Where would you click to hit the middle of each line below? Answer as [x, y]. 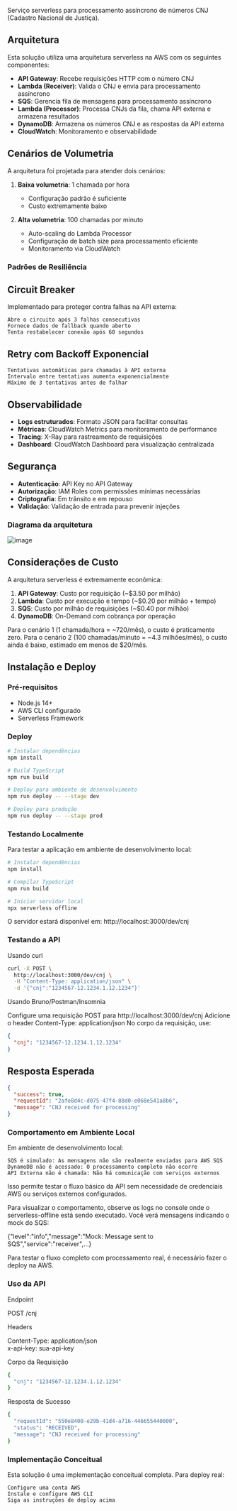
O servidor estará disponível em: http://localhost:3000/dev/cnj [98, 922]
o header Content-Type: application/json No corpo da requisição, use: [109, 1023]
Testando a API [34, 940]
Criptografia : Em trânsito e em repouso [75, 498]
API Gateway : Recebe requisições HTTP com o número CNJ [106, 78]
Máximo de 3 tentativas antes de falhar [68, 383]
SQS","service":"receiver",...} [50, 1244]
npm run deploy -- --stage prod [55, 816]
